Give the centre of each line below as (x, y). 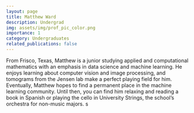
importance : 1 (23, 33)
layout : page (22, 11)
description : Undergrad (35, 22)
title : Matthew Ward (31, 17)
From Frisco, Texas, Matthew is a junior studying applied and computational (97, 60)
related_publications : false (42, 44)
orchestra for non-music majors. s (47, 104)
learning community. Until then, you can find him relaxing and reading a (92, 91)
